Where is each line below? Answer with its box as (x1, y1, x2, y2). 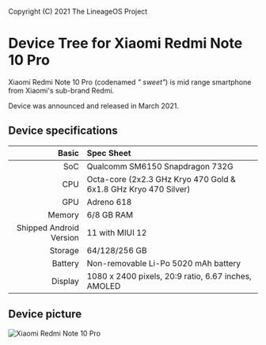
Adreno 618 (86, 196, 132, 207)
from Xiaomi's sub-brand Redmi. (8, 85, 115, 95)
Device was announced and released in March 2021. (8, 100, 180, 110)
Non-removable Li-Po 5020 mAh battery (86, 257, 241, 268)
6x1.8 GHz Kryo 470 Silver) (86, 184, 191, 195)
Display (51, 275, 79, 286)
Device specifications (8, 124, 119, 138)
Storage (49, 245, 79, 256)
